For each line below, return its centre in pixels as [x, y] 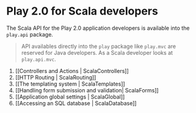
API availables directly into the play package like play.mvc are [98, 46]
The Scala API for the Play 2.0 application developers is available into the [98, 28]
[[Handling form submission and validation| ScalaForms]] [87, 90]
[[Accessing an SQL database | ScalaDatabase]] [76, 103]
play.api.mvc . [38, 59]
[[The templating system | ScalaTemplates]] [70, 84]
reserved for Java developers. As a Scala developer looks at [97, 52]
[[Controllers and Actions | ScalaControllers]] [72, 70]
